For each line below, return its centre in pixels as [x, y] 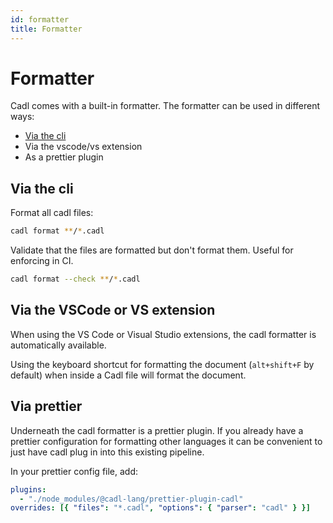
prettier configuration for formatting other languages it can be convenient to [166, 441]
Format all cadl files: [52, 213]
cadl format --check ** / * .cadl [75, 279]
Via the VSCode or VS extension [113, 310]
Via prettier [46, 406]
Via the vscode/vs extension [83, 147]
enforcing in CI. [42, 261]
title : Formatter [46, 29]
